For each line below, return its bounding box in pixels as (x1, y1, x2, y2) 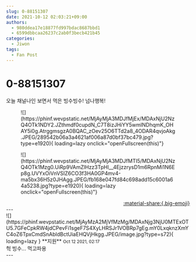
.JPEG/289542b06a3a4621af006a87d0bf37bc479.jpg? (20, 134, 153, 141)
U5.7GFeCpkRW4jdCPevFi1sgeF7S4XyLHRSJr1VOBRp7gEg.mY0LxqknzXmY (6, 224, 189, 231)
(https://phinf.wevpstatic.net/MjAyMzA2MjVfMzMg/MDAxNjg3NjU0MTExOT (6, 218, 189, 225)
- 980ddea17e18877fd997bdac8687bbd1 (11, 25, 100, 31)
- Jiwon (11, 41, 30, 47)
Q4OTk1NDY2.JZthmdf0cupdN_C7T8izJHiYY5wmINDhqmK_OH (20, 121, 174, 128)
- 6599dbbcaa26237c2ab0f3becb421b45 (11, 30, 100, 36)
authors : (6, 19, 27, 25)
